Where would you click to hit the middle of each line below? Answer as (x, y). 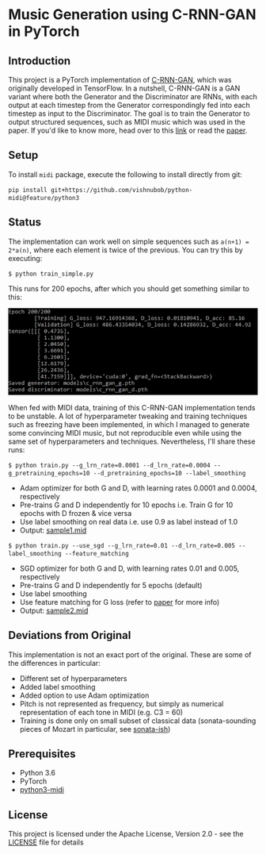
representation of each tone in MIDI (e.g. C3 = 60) (101, 712)
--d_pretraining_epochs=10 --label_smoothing (169, 473)
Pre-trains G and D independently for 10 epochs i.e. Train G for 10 (126, 505)
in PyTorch (44, 31)
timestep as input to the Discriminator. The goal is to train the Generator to (129, 113)
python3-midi (42, 790)
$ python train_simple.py (51, 274)
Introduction (40, 61)
